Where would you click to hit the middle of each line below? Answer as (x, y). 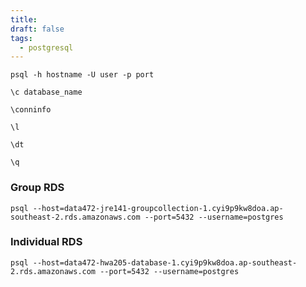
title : (24, 19)
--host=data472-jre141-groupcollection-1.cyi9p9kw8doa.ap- (158, 208)
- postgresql (46, 47)
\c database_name (46, 92)
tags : (21, 38)
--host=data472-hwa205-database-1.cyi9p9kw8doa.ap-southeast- (165, 262)
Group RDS (37, 188)
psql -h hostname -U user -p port (82, 75)
